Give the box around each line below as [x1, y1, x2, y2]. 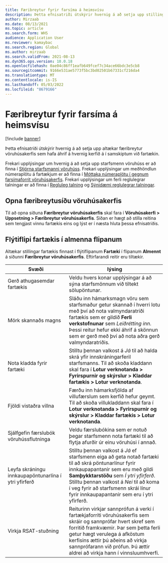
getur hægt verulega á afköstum [69, 531, 144, 538]
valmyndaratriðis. [69, 339, 110, 346]
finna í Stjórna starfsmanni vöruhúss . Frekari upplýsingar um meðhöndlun [5, 166, 156, 172]
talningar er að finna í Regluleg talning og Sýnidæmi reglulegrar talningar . [5, 182, 155, 188]
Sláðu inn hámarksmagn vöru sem [69, 295, 149, 302]
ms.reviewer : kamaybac [5, 40, 52, 45]
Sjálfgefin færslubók [7, 429, 55, 436]
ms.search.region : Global [5, 45, 59, 50]
